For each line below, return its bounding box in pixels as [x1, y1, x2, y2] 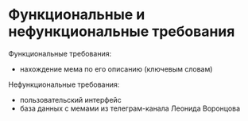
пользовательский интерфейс [19, 95, 122, 104]
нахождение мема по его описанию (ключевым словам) [19, 64, 213, 73]
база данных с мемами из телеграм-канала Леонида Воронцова [19, 103, 241, 113]
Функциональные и [8, 6, 145, 24]
